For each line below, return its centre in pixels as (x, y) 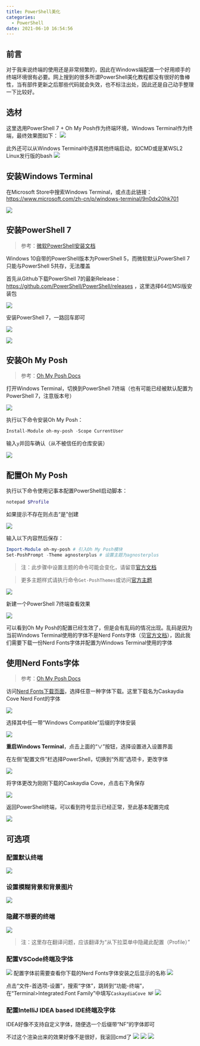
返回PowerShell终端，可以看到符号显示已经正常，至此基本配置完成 (88, 807)
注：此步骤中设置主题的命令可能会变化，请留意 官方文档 (88, 567)
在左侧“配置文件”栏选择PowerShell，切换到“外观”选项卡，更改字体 (87, 759)
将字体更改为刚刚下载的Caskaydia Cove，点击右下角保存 (76, 783)
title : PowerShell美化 (33, 12)
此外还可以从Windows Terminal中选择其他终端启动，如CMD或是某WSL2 (94, 148)
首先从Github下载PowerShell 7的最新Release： (63, 278)
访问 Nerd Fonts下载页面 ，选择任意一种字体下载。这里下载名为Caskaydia (95, 691)
